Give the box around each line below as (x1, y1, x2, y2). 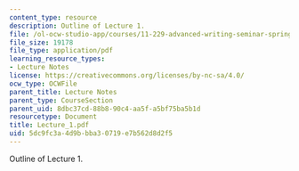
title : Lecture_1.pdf (9, 121, 90, 130)
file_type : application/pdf (9, 46, 114, 55)
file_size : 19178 (9, 37, 74, 47)
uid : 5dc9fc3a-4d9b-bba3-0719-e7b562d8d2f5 (9, 129, 174, 138)
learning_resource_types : (9, 54, 105, 63)
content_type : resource (9, 12, 98, 22)
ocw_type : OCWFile (9, 79, 77, 88)
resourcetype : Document (9, 112, 98, 121)
